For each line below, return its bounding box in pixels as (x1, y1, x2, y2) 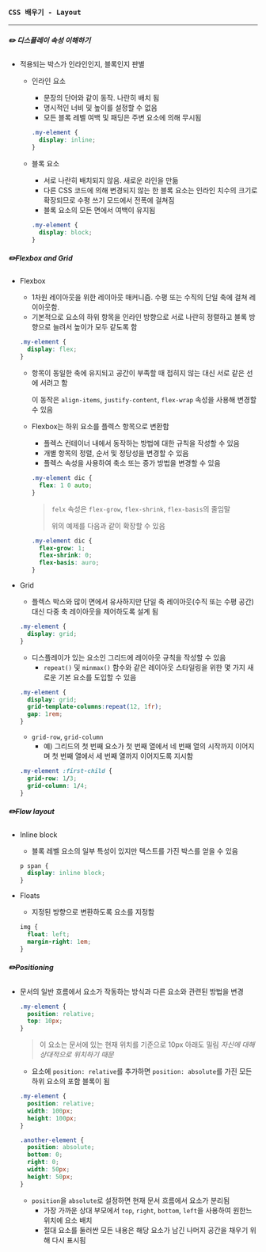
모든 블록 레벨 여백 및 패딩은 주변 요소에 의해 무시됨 (43, 113, 202, 123)
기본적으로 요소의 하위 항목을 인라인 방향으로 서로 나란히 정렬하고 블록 (31, 312, 248, 322)
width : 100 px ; (27, 1107, 74, 1115)
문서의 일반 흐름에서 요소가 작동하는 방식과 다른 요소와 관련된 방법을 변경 (19, 987, 244, 996)
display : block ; (38, 228, 93, 236)
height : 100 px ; (27, 1114, 78, 1122)
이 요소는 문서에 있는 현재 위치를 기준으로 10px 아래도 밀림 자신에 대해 (39, 1040, 255, 1049)
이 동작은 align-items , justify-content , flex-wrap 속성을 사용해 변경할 (31, 395, 257, 405)
